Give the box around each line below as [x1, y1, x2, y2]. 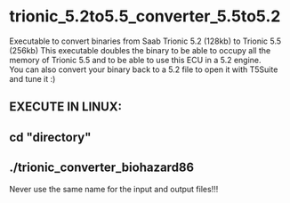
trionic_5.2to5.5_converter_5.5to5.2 [9, 6, 281, 27]
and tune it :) [9, 73, 56, 84]
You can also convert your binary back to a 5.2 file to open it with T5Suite [9, 64, 278, 75]
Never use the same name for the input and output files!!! [9, 183, 219, 194]
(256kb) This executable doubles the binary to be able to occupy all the [9, 45, 271, 55]
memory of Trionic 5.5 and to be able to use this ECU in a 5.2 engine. [9, 54, 262, 65]
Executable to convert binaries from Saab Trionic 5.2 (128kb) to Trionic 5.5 [9, 36, 282, 46]
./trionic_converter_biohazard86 [9, 160, 194, 175]
